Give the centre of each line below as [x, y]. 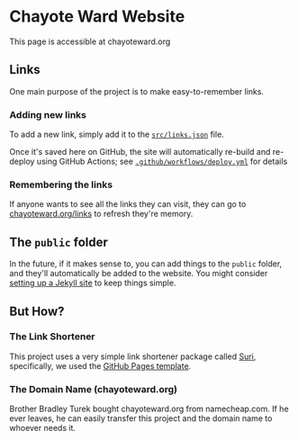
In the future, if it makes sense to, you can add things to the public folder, [146, 264]
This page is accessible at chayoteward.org [90, 41]
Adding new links [48, 114]
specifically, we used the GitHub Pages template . [100, 365]
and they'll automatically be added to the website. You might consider [139, 274]
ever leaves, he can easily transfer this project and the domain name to [141, 418]
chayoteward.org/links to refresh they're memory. [101, 214]
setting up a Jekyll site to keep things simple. [93, 283]
